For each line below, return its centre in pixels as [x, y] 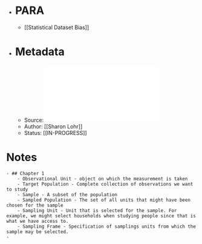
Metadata [40, 52]
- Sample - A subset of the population [67, 194]
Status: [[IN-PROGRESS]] [55, 133]
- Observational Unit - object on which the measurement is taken [103, 179]
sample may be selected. [37, 232]
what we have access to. [37, 221]
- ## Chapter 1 [25, 173]
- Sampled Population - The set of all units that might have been [104, 200]
